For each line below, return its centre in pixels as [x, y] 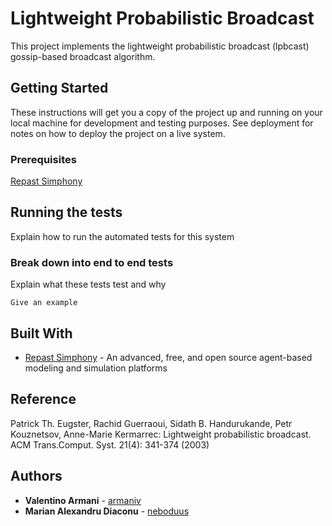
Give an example [44, 303]
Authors [36, 476]
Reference [43, 399]
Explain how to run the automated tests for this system [122, 236]
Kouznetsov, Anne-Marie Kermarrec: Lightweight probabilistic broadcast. [161, 434]
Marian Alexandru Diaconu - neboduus [107, 511]
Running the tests [66, 212]
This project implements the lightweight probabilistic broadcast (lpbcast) [160, 46]
